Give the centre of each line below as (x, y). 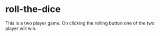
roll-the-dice (33, 9)
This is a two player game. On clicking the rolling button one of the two (80, 23)
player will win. (21, 28)
